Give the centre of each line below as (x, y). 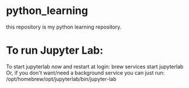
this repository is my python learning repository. (64, 27)
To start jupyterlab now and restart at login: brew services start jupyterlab (95, 66)
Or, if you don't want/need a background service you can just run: (85, 73)
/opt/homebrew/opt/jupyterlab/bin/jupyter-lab (61, 79)
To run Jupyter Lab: (55, 50)
